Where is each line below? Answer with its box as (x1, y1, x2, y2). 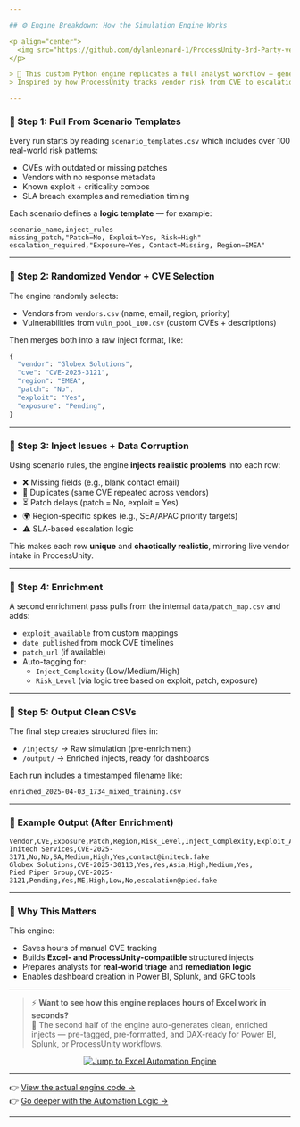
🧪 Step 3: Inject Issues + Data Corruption (9, 439, 189, 452)
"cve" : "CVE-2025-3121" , (17, 368, 110, 378)
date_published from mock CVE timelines (21, 638, 174, 648)
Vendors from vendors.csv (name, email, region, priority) (21, 307, 230, 318)
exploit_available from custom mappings (21, 628, 179, 639)
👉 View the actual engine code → (9, 1082, 136, 1093)
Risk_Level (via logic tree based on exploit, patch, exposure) (35, 675, 259, 686)
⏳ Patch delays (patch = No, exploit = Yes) (21, 497, 179, 507)
